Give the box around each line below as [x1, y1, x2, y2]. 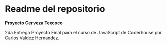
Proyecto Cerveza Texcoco [5, 20, 63, 26]
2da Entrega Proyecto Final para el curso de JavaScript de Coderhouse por [5, 29, 162, 35]
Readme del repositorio [5, 3, 105, 15]
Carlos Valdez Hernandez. [5, 35, 59, 41]
